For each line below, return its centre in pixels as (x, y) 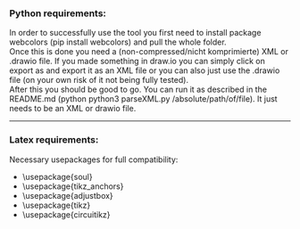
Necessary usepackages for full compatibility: (94, 159)
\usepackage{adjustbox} (67, 195)
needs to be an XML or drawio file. (73, 109)
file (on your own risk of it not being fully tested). (99, 80)
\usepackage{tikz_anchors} (73, 186)
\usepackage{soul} (57, 176)
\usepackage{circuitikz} (66, 214)
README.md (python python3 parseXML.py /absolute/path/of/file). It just (144, 99)
